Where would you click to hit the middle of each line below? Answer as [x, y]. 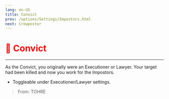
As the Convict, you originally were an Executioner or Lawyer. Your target [81, 67]
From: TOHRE [32, 92]
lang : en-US [18, 10]
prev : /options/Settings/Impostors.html [48, 19]
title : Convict [21, 14]
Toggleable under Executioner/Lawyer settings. [61, 82]
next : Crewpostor [23, 24]
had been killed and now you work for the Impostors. [60, 72]
